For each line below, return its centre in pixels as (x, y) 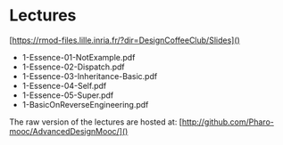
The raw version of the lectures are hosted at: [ (96, 122)
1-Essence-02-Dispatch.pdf (73, 67)
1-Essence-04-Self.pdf (64, 85)
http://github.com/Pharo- (228, 122)
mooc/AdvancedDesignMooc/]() (69, 131)
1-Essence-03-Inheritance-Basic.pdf (90, 76)
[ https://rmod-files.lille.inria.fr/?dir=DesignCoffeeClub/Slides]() (125, 40)
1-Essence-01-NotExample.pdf (79, 57)
